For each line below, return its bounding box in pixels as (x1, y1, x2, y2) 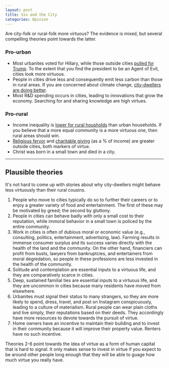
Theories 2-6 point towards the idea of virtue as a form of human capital (5, 341, 155, 347)
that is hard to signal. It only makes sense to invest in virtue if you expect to (5, 346, 161, 352)
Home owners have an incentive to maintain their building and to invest (12, 320, 160, 326)
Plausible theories (5, 168, 63, 177)
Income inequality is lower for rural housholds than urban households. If (12, 122, 162, 128)
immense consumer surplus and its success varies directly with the (12, 240, 152, 246)
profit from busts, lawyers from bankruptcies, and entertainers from (12, 250, 153, 256)
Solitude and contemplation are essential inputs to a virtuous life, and (12, 266, 156, 272)
